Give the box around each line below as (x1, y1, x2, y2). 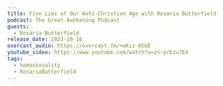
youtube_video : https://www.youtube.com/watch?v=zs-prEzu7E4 (7, 49, 189, 56)
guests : (7, 23, 30, 30)
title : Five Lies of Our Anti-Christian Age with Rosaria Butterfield (7, 10, 217, 17)
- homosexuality (13, 62, 61, 69)
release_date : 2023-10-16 (7, 36, 82, 43)
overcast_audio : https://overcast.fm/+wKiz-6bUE (7, 42, 151, 49)
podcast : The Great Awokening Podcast (7, 17, 120, 24)
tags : (7, 55, 23, 62)
